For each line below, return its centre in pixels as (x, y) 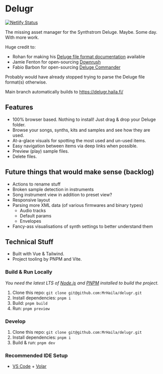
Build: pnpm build (30, 303)
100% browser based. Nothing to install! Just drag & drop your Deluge (84, 119)
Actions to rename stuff (36, 184)
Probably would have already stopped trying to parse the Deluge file (75, 77)
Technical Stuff (29, 242)
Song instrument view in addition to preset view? (62, 194)
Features (19, 107)
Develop (15, 321)
